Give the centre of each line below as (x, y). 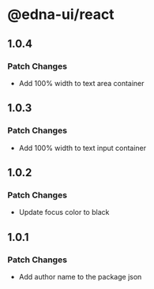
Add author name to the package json (80, 276)
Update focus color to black (64, 212)
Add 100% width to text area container (81, 83)
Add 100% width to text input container (83, 148)
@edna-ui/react (61, 15)
